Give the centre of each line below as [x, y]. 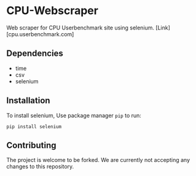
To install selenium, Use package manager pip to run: [74, 115]
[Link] [163, 28]
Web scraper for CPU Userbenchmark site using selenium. [80, 28]
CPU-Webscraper [52, 11]
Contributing [31, 145]
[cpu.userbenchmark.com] [40, 34]
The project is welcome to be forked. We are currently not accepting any [98, 160]
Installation [28, 101]
